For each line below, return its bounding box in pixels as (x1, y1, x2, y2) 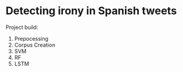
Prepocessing (14, 35, 49, 42)
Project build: (5, 24, 38, 31)
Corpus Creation (14, 41, 56, 48)
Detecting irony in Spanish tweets (5, 4, 177, 18)
